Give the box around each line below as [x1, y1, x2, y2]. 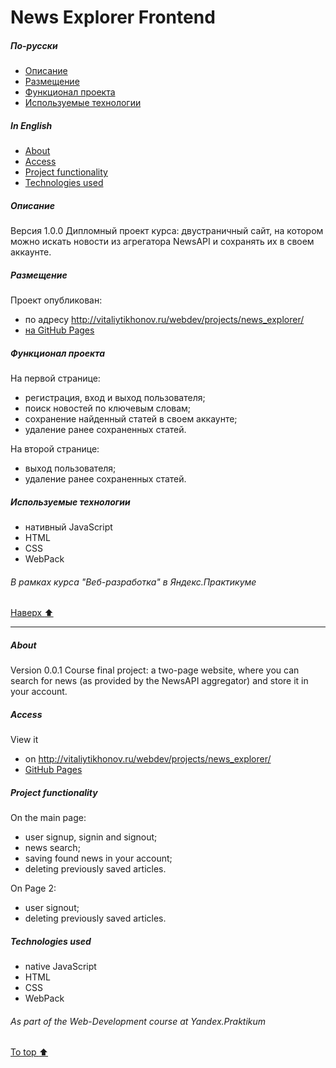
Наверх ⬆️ [10, 607, 54, 619]
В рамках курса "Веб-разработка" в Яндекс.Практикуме [10, 576, 257, 588]
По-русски [10, 39, 58, 51]
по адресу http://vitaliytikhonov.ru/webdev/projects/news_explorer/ [24, 314, 305, 326]
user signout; [24, 902, 80, 914]
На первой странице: [10, 372, 101, 385]
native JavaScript [24, 961, 97, 973]
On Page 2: [10, 882, 57, 895]
